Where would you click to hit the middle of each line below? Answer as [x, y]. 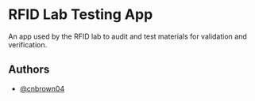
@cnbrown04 [42, 88]
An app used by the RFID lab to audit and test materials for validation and [128, 36]
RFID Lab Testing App [81, 15]
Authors [29, 70]
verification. [28, 44]
